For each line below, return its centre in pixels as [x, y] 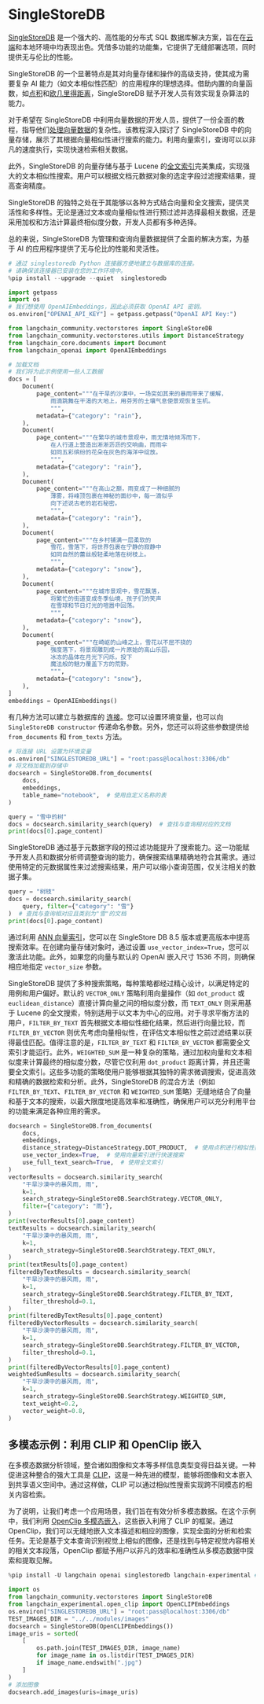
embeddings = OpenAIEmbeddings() [63, 701]
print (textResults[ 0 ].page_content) [68, 1265]
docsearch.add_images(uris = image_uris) [73, 1692]
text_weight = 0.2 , [51, 1404]
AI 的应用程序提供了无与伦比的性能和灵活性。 [90, 248]
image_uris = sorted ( [44, 1633]
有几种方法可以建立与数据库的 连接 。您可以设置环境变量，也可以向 [116, 716]
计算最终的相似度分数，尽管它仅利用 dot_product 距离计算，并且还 [136, 1062]
